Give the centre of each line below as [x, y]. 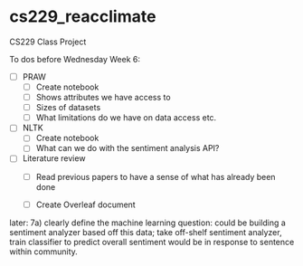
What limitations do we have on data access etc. [126, 118]
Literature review [54, 158]
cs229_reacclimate [83, 17]
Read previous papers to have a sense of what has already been [156, 176]
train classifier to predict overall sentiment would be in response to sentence [152, 242]
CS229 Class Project [48, 42]
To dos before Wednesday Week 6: [75, 59]
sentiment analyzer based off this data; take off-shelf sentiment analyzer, [146, 232]
